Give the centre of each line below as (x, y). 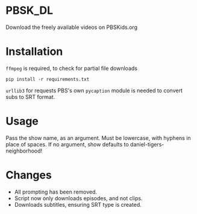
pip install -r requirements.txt (48, 79)
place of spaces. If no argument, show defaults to (67, 144)
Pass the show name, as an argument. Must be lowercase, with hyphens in (98, 138)
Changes (29, 175)
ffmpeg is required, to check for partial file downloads (72, 68)
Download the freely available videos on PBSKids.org (72, 27)
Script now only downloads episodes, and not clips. (78, 198)
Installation (34, 52)
